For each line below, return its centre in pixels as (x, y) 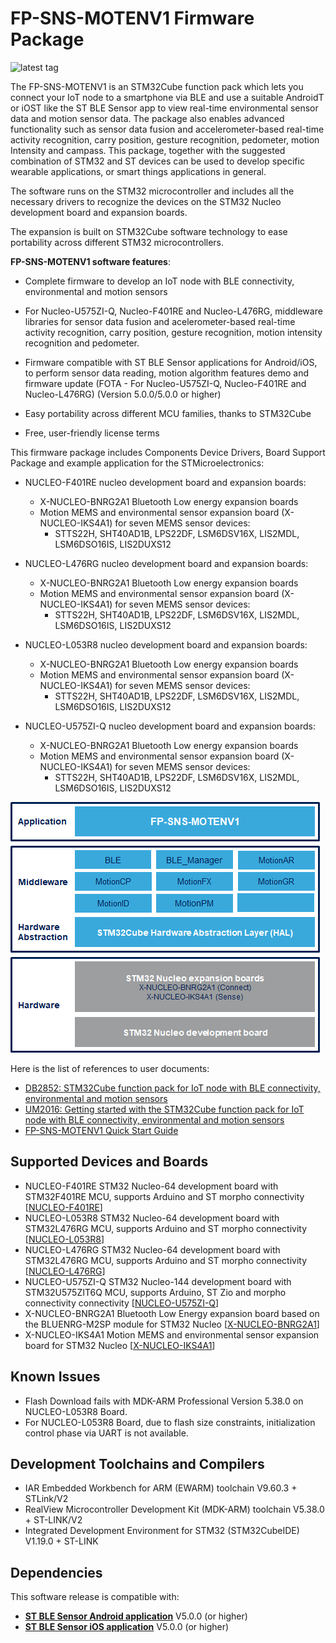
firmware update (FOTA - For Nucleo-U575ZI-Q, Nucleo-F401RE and (165, 383)
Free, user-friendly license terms (92, 433)
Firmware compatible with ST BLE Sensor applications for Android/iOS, (171, 362)
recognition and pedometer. (82, 343)
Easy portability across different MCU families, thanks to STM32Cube (168, 413)
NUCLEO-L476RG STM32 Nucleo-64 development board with (152, 1249)
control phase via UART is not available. (106, 1433)
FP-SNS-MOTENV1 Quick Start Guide (101, 1130)
